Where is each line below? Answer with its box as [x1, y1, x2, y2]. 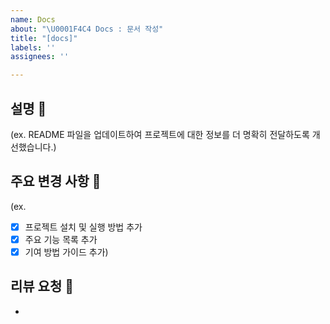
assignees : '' [10, 52, 70, 62]
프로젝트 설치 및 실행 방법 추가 [24, 221, 143, 233]
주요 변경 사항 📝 [10, 173, 102, 190]
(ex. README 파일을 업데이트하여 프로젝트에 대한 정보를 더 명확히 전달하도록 [10, 128, 310, 140]
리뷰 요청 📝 [10, 278, 75, 295]
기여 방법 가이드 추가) [24, 246, 109, 258]
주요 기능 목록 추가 [24, 233, 98, 245]
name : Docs [10, 14, 56, 25]
